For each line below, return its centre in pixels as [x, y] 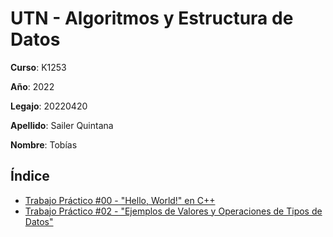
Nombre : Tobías [44, 144]
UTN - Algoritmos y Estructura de [152, 18]
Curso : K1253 [38, 67]
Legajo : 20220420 [49, 106]
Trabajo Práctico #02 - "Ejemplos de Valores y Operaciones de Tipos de [173, 211]
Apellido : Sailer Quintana [62, 125]
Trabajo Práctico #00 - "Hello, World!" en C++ [120, 200]
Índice [30, 176]
